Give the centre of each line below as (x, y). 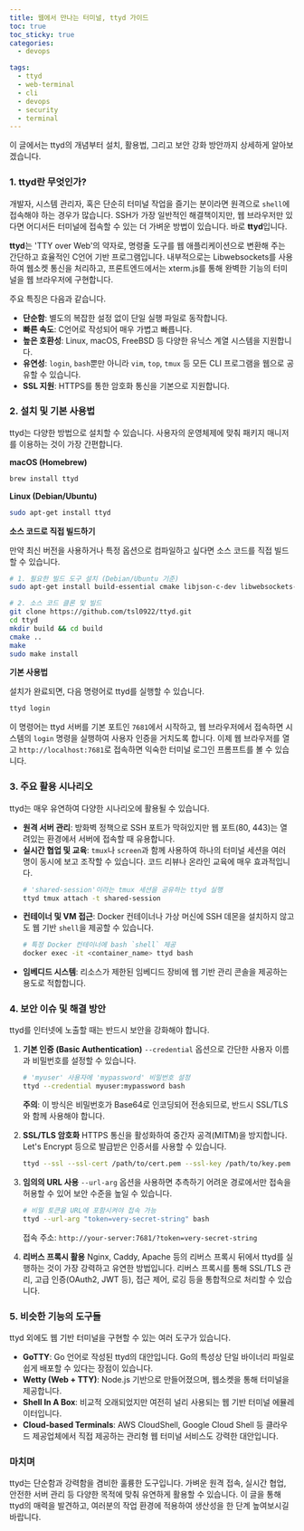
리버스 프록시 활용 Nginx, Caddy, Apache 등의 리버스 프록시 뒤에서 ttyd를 (153, 1256)
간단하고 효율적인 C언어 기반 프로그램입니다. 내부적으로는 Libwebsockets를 (143, 257)
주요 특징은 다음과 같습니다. (58, 299)
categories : (32, 43)
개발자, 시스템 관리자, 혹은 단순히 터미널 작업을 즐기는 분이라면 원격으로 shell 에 (150, 204)
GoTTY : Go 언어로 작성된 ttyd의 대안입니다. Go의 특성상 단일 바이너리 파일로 (158, 1357)
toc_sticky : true (42, 34)
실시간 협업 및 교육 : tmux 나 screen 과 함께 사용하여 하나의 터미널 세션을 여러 (154, 850)
